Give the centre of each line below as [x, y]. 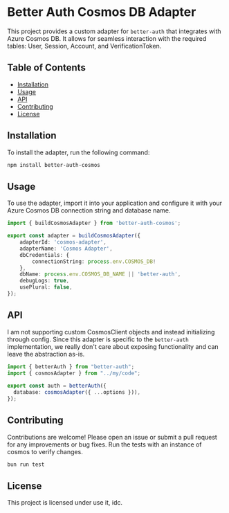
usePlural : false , [46, 287]
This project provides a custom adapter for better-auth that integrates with [114, 31]
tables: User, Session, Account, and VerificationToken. [84, 46]
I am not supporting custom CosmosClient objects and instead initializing [111, 332]
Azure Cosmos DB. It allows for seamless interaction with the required [107, 38]
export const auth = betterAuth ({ [57, 386]
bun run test [26, 465]
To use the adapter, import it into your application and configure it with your [115, 203]
